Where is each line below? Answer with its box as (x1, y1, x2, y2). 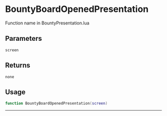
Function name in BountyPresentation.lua (5, 20, 89, 26)
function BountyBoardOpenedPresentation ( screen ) (5, 101, 108, 106)
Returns (5, 61, 31, 70)
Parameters (5, 34, 42, 43)
